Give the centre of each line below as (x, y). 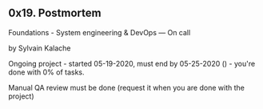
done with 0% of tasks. (47, 72)
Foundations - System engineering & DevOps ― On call (100, 32)
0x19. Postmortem (55, 13)
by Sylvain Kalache (40, 48)
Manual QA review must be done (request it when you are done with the (127, 87)
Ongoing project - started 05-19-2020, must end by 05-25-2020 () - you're (132, 63)
